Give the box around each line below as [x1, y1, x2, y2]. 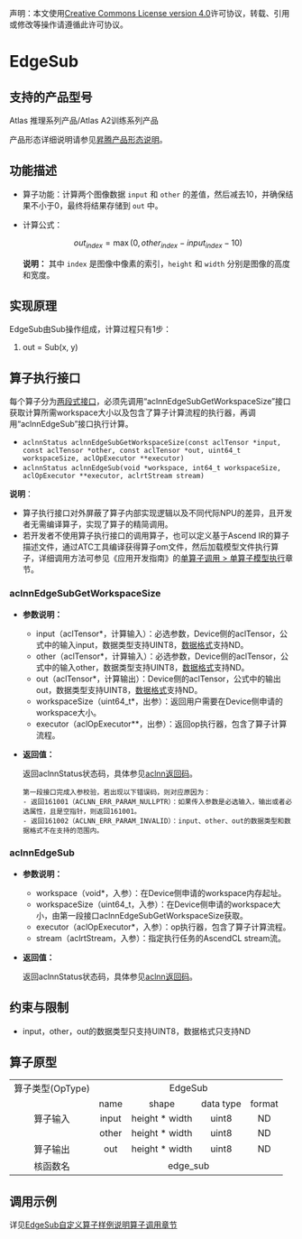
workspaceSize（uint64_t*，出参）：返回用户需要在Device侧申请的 [35, 696, 284, 707]
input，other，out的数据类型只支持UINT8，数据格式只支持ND [22, 1025, 251, 1036]
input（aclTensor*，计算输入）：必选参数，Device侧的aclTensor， [35, 628, 280, 639]
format [250, 1097, 279, 1110]
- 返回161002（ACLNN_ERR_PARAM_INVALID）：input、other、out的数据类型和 [22, 816, 285, 826]
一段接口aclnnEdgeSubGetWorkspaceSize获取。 [67, 910, 248, 920]
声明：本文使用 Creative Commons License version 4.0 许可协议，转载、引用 [9, 8, 290, 18]
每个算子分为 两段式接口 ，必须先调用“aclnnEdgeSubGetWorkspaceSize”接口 [9, 396, 291, 407]
